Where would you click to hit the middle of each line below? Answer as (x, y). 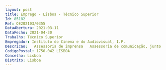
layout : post (19, 10)
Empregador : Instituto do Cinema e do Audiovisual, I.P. (65, 42)
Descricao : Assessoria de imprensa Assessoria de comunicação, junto (83, 46)
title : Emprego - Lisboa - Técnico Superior (52, 14)
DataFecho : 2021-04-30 (29, 33)
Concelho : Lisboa (23, 55)
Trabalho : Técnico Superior (34, 37)
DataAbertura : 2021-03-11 (32, 28)
